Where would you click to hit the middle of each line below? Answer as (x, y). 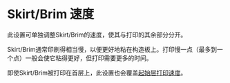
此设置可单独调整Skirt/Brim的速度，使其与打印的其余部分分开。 (97, 35)
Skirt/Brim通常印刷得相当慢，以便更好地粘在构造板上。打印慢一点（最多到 (112, 49)
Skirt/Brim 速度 (51, 14)
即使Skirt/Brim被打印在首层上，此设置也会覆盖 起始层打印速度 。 (97, 73)
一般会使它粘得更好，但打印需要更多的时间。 (89, 58)
